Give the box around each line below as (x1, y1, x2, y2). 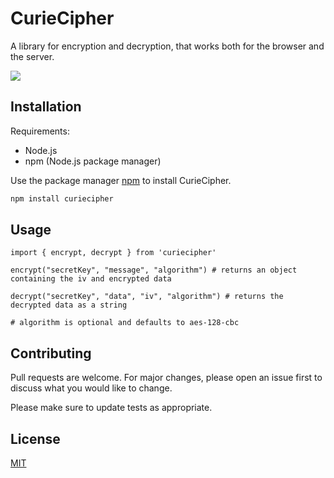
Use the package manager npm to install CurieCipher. (10, 174, 232, 186)
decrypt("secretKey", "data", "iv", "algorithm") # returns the (10, 292, 284, 302)
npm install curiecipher (10, 193, 114, 204)
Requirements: (10, 125, 70, 137)
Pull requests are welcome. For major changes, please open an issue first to (10, 372, 323, 384)
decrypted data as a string (10, 300, 128, 311)
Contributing (10, 345, 92, 362)
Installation (10, 98, 82, 116)
